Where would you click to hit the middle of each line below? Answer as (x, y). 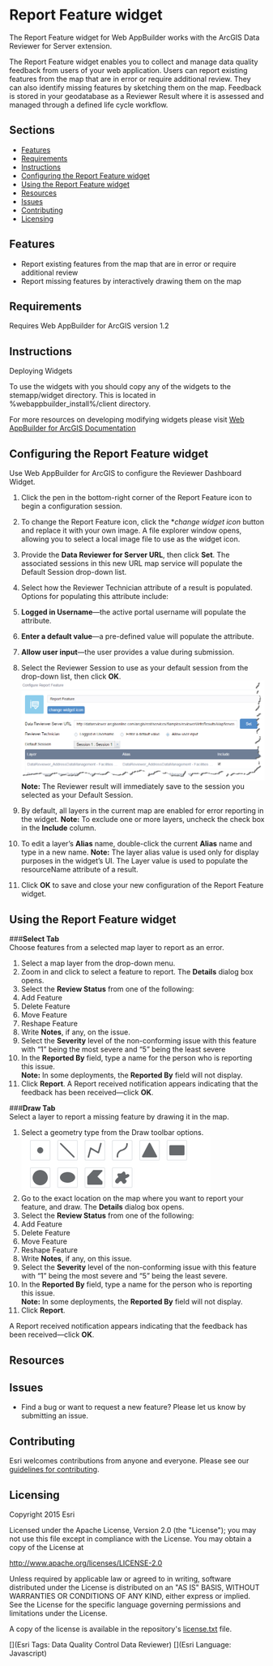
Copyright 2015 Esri (42, 1514)
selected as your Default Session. (77, 795)
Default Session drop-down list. (74, 572)
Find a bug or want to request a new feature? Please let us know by (133, 1407)
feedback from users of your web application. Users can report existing (128, 70)
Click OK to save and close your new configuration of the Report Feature (142, 885)
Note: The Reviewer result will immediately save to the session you (133, 786)
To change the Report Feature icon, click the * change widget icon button (143, 522)
